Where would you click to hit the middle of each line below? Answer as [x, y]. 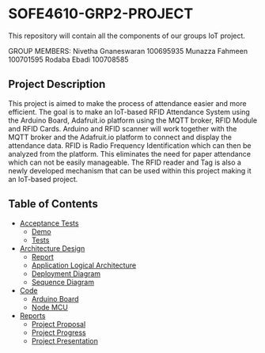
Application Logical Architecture [84, 265]
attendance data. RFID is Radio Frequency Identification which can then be [130, 145]
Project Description [57, 84]
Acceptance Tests [49, 223]
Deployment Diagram [66, 273]
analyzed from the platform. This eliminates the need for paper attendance [130, 154]
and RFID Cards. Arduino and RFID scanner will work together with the [123, 128]
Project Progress [59, 332]
